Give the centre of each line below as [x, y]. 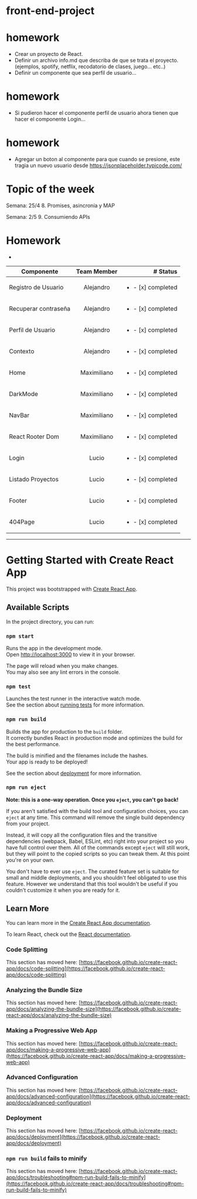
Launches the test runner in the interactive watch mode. [74, 699]
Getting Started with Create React [90, 560]
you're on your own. [30, 860]
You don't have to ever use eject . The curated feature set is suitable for [93, 871]
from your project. [28, 823]
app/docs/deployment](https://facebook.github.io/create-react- [83, 1137]
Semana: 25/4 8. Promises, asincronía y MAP [61, 205]
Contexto [22, 351]
